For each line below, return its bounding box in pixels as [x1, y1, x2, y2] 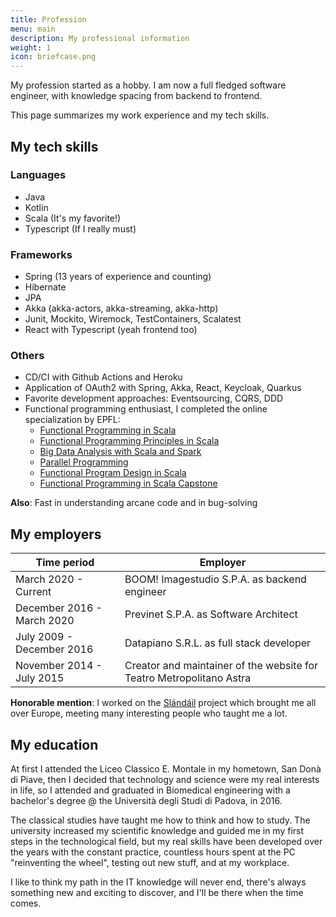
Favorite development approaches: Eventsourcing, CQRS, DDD [24, 392, 284, 405]
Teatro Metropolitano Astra [124, 671, 252, 685]
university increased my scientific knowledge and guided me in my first [10, 825, 305, 837]
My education [10, 736, 99, 753]
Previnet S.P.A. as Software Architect [124, 607, 298, 621]
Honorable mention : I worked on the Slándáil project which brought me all [10, 697, 317, 709]
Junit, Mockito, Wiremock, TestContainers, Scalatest [24, 313, 242, 325]
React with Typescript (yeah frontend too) [24, 324, 198, 336]
